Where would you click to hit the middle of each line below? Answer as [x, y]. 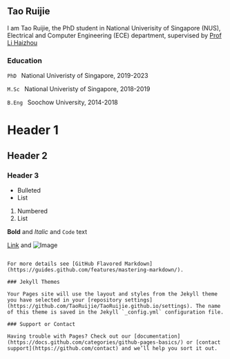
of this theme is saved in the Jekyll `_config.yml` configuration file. [116, 312]
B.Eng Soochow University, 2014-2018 [63, 102]
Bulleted [29, 190]
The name [208, 306]
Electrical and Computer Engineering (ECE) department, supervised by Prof [115, 35]
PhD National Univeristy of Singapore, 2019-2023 [78, 76]
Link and [19, 245]
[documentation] [157, 336]
